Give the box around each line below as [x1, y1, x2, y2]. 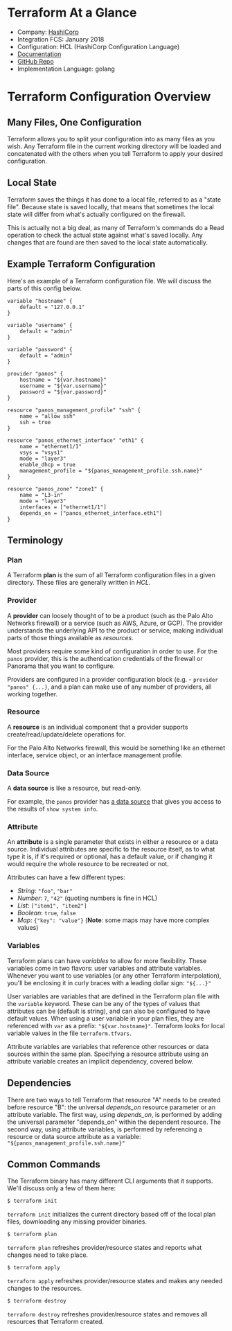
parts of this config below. [7, 284, 82, 292]
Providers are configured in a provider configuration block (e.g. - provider [7, 675, 218, 683]
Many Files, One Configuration [7, 116, 142, 128]
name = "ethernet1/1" [19, 443, 82, 450]
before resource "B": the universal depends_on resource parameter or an [7, 1103, 216, 1111]
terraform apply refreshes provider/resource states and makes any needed [7, 1276, 223, 1285]
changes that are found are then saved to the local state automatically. [7, 238, 208, 247]
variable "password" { [7, 346, 73, 353]
